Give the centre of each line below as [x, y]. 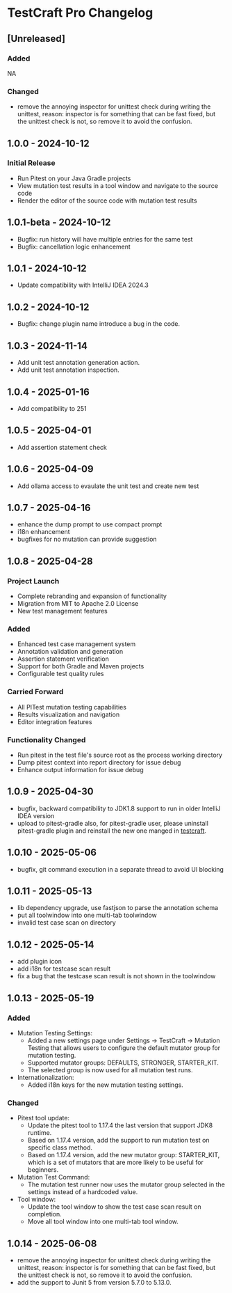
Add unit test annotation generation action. [78, 363]
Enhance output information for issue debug [80, 769]
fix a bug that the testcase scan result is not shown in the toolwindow [116, 976]
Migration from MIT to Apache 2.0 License [78, 604]
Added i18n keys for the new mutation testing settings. [106, 1085]
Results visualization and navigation [68, 714]
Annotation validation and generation [70, 652]
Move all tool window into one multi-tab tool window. [103, 1222]
